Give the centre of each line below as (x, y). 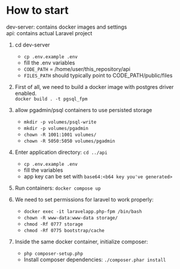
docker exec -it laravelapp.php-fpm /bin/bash (83, 211)
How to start (37, 10)
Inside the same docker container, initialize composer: (81, 242)
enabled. (26, 93)
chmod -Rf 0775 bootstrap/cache (64, 230)
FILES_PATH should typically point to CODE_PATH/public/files (98, 75)
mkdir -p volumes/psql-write (60, 122)
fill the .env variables (49, 63)
